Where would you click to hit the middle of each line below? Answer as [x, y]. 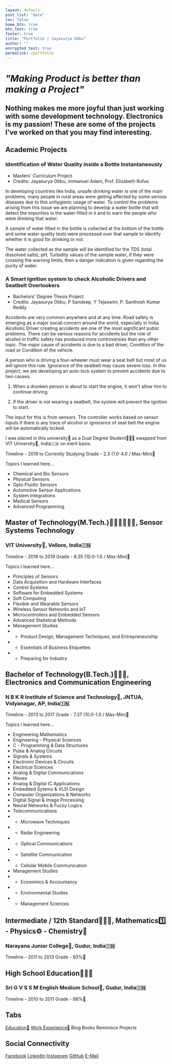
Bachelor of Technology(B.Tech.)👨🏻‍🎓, [67, 674]
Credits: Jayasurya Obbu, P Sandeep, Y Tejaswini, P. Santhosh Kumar [87, 302]
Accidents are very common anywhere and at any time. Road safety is [79, 318]
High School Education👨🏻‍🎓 [49, 973]
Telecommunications [35, 811]
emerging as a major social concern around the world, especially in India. [83, 323]
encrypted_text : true [28, 48]
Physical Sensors [31, 479]
